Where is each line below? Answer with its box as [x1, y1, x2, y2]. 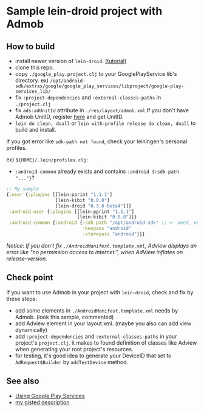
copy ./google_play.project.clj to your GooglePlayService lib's [15, 70, 177, 77]
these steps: [6, 295, 38, 302]
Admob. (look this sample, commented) [15, 313, 114, 320]
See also [6, 376, 39, 387]
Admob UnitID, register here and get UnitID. [15, 113, 124, 120]
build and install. [15, 126, 56, 133]
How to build [6, 41, 55, 52]
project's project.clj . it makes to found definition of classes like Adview [15, 339, 197, 346]
